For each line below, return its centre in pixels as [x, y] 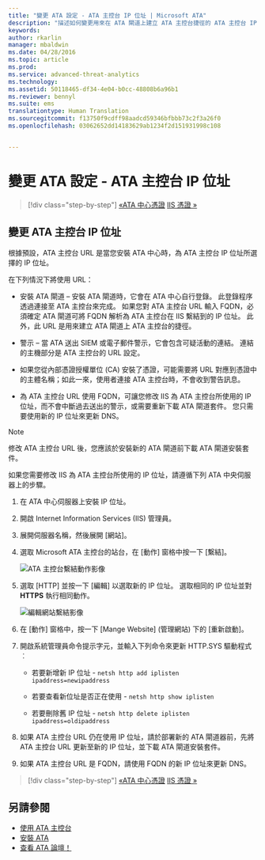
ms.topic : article [38, 60]
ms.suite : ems [32, 104]
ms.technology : [33, 81]
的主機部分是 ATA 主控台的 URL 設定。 [82, 352]
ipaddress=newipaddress [71, 680]
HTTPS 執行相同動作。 [57, 595]
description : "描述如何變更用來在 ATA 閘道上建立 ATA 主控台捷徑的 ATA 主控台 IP [132, 23]
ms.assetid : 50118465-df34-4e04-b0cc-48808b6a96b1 [93, 89]
